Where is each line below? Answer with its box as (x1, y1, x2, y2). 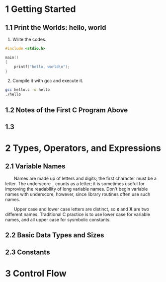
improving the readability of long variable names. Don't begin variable (5, 186, 148, 192)
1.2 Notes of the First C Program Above (5, 106, 128, 114)
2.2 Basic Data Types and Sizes (5, 231, 104, 239)
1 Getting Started (5, 3, 76, 15)
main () (5, 55, 19, 60)
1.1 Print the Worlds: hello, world (5, 23, 106, 32)
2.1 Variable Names (5, 162, 66, 171)
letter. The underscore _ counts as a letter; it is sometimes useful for (5, 180, 145, 187)
